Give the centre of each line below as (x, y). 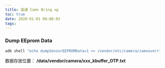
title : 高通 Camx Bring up (32, 10)
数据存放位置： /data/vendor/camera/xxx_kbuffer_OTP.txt (66, 61)
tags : (11, 23)
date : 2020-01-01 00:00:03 (33, 19)
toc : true (15, 14)
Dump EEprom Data (29, 41)
